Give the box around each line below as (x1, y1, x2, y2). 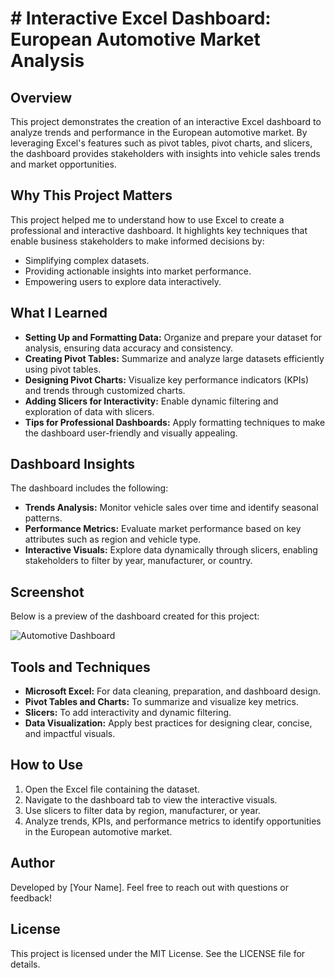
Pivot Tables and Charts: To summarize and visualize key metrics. (24, 696, 299, 708)
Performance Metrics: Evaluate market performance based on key (24, 523, 302, 535)
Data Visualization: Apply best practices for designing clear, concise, (24, 717, 313, 729)
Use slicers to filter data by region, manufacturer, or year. (24, 804, 261, 816)
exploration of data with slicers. (24, 405, 155, 417)
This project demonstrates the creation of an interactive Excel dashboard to (10, 116, 322, 127)
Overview (10, 89, 73, 106)
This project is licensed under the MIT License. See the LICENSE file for (10, 947, 306, 959)
